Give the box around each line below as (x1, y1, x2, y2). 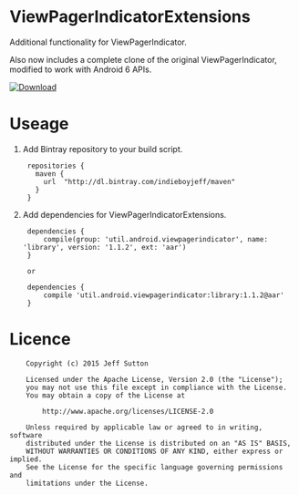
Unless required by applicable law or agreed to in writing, (26, 422, 263, 432)
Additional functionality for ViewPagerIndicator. (9, 36, 187, 47)
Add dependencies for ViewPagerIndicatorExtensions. (22, 209, 227, 220)
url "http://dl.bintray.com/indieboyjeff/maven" (43, 177, 236, 186)
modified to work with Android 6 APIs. (9, 64, 152, 75)
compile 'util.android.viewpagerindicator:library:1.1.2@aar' (43, 290, 284, 300)
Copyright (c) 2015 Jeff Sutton (26, 358, 149, 368)
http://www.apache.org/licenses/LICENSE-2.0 (42, 407, 214, 416)
